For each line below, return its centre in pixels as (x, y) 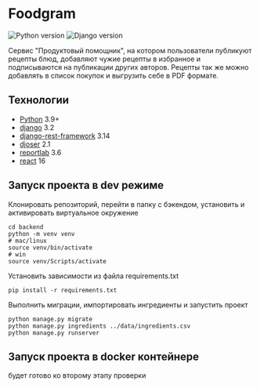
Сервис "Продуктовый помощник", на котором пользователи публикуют (130, 50)
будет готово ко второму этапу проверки (77, 375)
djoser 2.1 (35, 144)
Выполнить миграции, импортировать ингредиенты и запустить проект (128, 305)
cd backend (26, 227)
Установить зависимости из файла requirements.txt (93, 276)
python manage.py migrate (50, 319)
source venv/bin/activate (50, 248)
